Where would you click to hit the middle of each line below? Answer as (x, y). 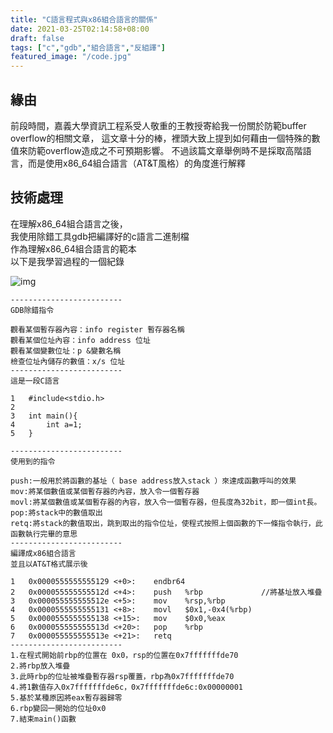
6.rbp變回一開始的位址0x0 (58, 708)
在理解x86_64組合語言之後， (69, 223)
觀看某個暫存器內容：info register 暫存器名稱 (97, 329)
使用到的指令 (33, 461)
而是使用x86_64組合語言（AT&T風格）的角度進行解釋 (137, 163)
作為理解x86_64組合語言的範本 (73, 248)
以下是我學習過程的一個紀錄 (67, 261)
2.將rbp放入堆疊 (40, 666)
